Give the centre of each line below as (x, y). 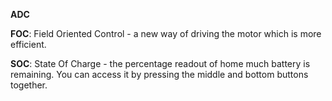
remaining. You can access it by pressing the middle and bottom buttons (159, 74)
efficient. (28, 44)
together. (29, 85)
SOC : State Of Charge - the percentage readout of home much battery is (160, 63)
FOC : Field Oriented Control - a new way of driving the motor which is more (166, 33)
